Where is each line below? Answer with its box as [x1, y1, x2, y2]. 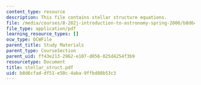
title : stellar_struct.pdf [6, 64, 74, 71]
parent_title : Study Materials [6, 42, 84, 48]
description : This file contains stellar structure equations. [6, 14, 167, 20]
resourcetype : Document [6, 59, 66, 65]
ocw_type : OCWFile [6, 37, 52, 42]
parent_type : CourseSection [6, 48, 77, 54]
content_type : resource [6, 8, 66, 15]
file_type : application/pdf [6, 25, 77, 32]
